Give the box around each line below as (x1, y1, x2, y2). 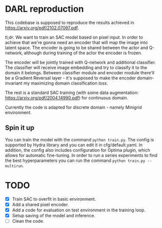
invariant (5, 80, 23, 86)
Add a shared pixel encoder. (12, 202, 69, 207)
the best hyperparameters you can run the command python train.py (5, 158, 145, 163)
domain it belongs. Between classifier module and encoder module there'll (5, 69, 155, 75)
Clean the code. (12, 218, 44, 224)
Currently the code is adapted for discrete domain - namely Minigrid (5, 104, 142, 110)
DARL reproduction (5, 3, 84, 15)
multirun (5, 163, 23, 168)
